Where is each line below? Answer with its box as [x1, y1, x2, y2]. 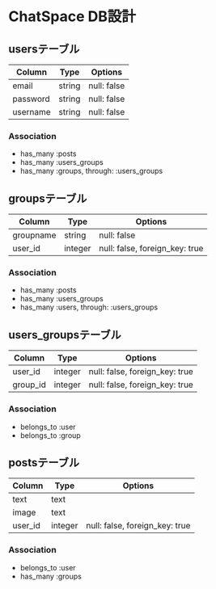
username [12, 107, 51, 117]
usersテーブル [8, 42, 80, 56]
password [12, 94, 50, 104]
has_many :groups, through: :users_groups [19, 166, 163, 176]
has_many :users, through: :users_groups [19, 302, 159, 312]
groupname [12, 229, 57, 241]
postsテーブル [8, 456, 79, 469]
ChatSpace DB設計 [8, 7, 136, 26]
